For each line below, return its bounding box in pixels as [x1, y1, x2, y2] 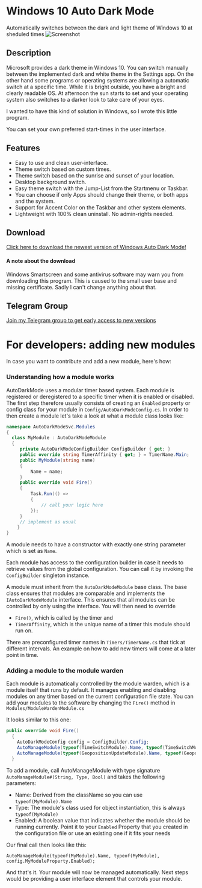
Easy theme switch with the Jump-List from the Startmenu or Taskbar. [14, 185, 189, 192]
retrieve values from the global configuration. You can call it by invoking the [6, 566, 194, 573]
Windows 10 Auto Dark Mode [6, 4, 155, 18]
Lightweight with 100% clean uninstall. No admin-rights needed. [14, 210, 174, 217]
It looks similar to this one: [6, 716, 71, 723]
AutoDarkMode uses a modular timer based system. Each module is [6, 386, 174, 393]
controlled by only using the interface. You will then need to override [6, 603, 176, 610]
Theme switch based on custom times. [14, 165, 111, 173]
